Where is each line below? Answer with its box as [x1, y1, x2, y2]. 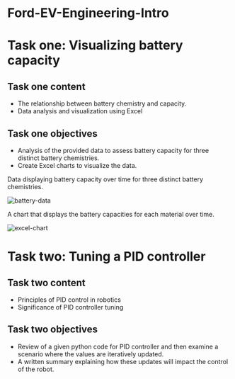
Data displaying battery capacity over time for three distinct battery [7, 175, 204, 183]
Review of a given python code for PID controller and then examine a [17, 342, 219, 351]
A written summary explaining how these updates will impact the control [17, 357, 229, 366]
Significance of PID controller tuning [17, 303, 124, 311]
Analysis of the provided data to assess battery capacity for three [17, 147, 210, 154]
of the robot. [17, 365, 55, 373]
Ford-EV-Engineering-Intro [7, 5, 169, 21]
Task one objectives [7, 128, 98, 140]
